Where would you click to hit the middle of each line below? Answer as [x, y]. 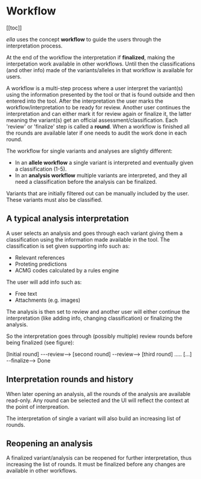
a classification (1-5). [41, 169]
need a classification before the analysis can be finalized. [86, 182]
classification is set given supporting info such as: [68, 246]
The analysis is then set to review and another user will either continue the [98, 311]
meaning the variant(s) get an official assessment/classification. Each [92, 120]
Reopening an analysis [49, 443]
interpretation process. [34, 46]
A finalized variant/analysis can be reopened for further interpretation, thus [99, 458]
